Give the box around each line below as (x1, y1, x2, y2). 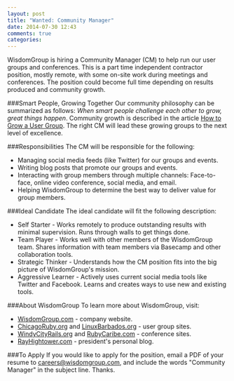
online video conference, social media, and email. (34, 178, 177, 187)
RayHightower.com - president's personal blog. (17, 337, 154, 346)
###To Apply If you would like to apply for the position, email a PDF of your (7, 351, 224, 359)
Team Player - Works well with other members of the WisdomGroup (17, 236, 213, 244)
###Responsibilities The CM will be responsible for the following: (7, 142, 195, 151)
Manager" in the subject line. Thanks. (7, 366, 116, 374)
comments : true (7, 29, 52, 37)
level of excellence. (7, 129, 63, 138)
